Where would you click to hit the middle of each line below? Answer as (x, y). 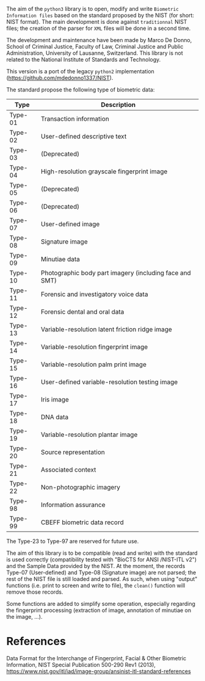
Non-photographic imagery (81, 487)
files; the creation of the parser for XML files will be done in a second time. (99, 28)
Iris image (55, 399)
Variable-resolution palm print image (93, 364)
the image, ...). (24, 617)
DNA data (55, 417)
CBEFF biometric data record (82, 522)
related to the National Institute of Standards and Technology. (84, 59)
